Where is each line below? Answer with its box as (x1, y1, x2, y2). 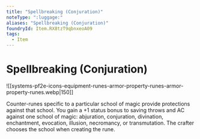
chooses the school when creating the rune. (6, 125, 115, 132)
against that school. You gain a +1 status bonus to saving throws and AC (6, 106, 185, 114)
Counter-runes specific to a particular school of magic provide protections (6, 100, 190, 107)
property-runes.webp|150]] (6, 88, 74, 96)
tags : (6, 31, 20, 37)
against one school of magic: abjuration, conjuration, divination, (6, 113, 163, 120)
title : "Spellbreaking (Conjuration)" (6, 8, 103, 15)
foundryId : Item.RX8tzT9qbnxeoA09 (6, 25, 93, 32)
